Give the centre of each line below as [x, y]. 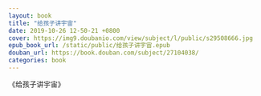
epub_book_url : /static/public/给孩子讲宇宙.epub [89, 46]
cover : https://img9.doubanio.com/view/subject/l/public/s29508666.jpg [130, 38]
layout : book [30, 16]
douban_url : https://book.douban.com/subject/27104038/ [104, 53]
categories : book [37, 61]
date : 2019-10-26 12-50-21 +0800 [64, 30]
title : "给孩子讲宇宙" [43, 23]
